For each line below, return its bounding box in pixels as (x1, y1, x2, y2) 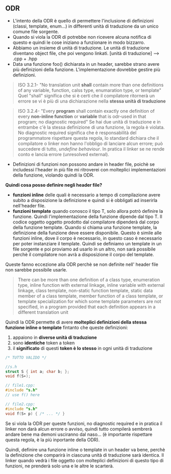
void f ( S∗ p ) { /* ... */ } (5, 411, 65, 416)
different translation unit (17, 309, 69, 315)
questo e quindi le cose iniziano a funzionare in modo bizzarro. (12, 39, 145, 45)
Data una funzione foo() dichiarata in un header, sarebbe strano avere (12, 61, 160, 67)
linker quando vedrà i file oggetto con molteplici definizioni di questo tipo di (5, 457, 164, 463)
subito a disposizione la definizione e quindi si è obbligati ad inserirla (12, 197, 158, 203)
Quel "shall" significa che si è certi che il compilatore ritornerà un (17, 92, 155, 98)
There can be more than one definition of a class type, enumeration (17, 277, 160, 283)
